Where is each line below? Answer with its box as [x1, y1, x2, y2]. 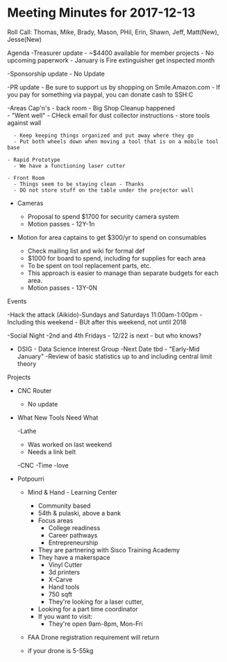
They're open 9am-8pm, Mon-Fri [48, 620, 144, 628]
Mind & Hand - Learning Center [27, 488, 118, 496]
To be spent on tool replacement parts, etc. [27, 261, 151, 270]
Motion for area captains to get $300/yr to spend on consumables [17, 233, 207, 241]
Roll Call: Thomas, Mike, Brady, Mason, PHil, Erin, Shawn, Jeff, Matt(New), [7, 28, 219, 36]
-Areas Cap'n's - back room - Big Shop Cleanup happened [7, 104, 176, 112]
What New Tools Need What [17, 413, 99, 422]
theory [17, 359, 37, 367]
